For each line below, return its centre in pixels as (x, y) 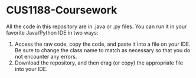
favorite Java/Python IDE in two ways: (52, 32)
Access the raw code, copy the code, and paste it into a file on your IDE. (102, 44)
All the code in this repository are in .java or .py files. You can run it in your (97, 26)
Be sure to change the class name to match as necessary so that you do (102, 50)
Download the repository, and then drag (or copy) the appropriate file (99, 63)
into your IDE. (31, 69)
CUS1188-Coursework (62, 10)
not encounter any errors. (46, 56)
